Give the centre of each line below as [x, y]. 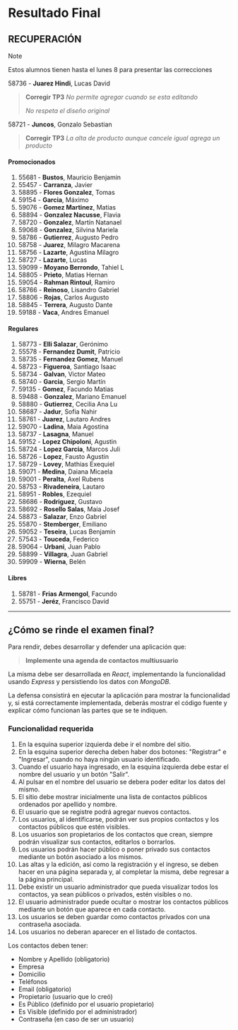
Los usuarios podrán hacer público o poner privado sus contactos [114, 849]
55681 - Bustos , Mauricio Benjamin [70, 177]
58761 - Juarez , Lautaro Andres [65, 419]
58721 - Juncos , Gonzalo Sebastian [60, 124]
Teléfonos [33, 981]
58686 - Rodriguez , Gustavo [60, 502]
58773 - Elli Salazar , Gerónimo [63, 345]
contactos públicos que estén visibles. [74, 827]
